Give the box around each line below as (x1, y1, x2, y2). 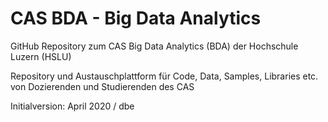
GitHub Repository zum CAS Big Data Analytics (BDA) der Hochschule (10, 40, 299, 52)
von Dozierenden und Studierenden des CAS (10, 80, 195, 92)
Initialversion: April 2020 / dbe (10, 100, 135, 112)
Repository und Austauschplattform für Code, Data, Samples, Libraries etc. (10, 70, 319, 82)
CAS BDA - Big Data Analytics (10, 7, 262, 30)
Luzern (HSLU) (10, 50, 72, 62)
